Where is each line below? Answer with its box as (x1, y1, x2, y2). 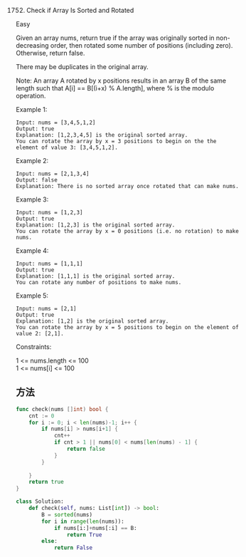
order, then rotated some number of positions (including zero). (50, 41, 233, 49)
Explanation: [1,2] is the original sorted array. (16, 318, 169, 325)
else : (41, 538, 58, 545)
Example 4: (16, 246, 49, 255)
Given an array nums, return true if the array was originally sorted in (16, 33, 215, 42)
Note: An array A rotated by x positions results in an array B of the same (16, 76, 227, 85)
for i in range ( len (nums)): (41, 518, 124, 525)
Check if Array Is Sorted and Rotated (26, 6, 134, 14)
